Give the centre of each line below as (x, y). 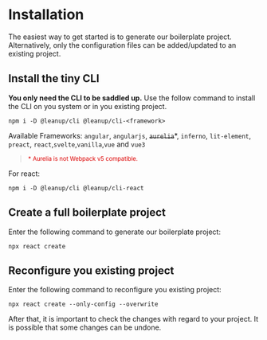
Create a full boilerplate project (87, 213)
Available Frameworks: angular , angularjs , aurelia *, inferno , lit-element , (130, 135)
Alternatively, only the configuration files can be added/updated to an (122, 45)
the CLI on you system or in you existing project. (88, 106)
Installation (46, 15)
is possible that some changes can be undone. (85, 327)
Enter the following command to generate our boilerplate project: (115, 232)
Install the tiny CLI (54, 78)
